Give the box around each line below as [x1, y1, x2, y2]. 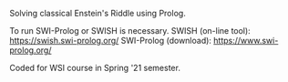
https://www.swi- [213, 36, 279, 46]
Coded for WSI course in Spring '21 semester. [9, 63, 180, 73]
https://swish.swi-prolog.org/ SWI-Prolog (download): [9, 36, 212, 46]
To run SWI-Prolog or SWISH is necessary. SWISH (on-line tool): [9, 26, 251, 36]
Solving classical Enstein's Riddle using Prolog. [9, 8, 187, 18]
